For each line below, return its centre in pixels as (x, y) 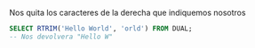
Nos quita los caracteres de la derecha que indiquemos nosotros (127, 13)
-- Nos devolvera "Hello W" (61, 37)
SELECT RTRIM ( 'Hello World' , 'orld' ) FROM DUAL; (101, 29)
